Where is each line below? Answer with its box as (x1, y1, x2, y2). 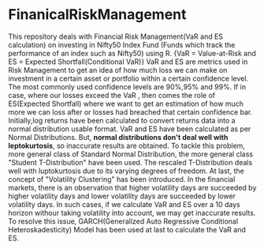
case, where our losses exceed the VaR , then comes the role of (8, 90, 216, 100)
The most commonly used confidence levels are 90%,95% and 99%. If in (8, 81, 247, 92)
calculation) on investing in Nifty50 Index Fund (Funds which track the (8, 40, 236, 49)
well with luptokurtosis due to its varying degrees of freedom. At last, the (8, 166, 244, 175)
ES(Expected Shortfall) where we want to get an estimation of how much (8, 99, 244, 108)
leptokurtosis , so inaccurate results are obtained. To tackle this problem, (8, 141, 246, 150)
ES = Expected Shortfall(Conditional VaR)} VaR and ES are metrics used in (8, 57, 248, 66)
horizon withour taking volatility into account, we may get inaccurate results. (8, 208, 256, 217)
